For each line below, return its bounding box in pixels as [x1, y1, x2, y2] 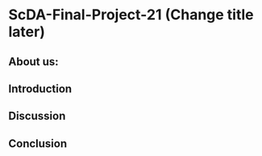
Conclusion [8, 137, 68, 150]
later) [8, 23, 46, 41]
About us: [8, 55, 59, 68]
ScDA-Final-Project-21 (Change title [8, 6, 254, 24]
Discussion [8, 109, 66, 123]
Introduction [8, 82, 73, 96]
